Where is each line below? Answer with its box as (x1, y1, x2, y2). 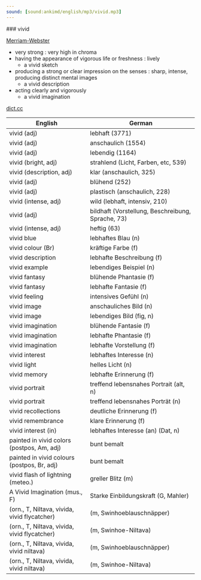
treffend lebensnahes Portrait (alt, (90, 380, 185, 388)
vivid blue (9, 234, 37, 242)
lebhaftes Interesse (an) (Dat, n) (90, 426, 180, 434)
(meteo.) (9, 478, 34, 486)
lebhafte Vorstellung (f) (90, 341, 156, 349)
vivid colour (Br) (9, 243, 55, 252)
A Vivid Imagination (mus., (9, 488, 83, 496)
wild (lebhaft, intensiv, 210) (90, 197, 167, 206)
